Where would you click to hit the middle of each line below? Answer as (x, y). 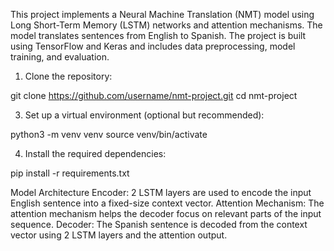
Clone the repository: (68, 76)
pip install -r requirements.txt (70, 173)
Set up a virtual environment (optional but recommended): (144, 115)
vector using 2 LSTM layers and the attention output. (119, 235)
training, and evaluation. (60, 57)
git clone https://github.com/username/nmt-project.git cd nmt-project (154, 95)
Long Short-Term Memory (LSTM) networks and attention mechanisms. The (166, 25)
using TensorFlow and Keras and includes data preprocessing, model (153, 46)
